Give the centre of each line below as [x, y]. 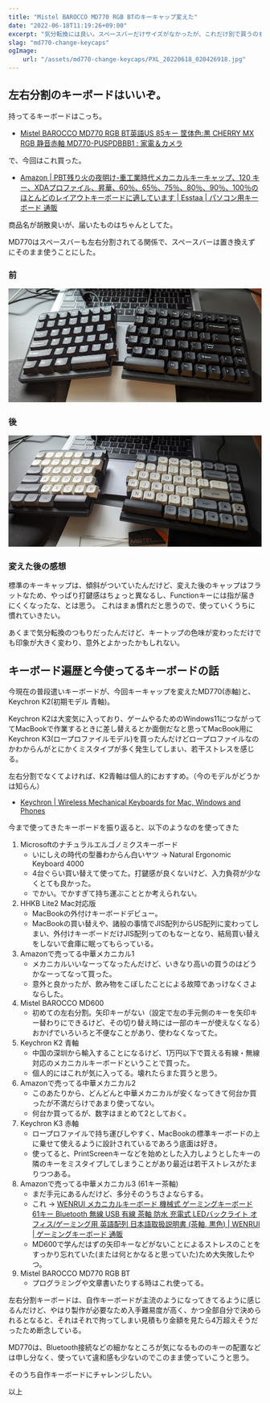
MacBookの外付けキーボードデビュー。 [97, 913]
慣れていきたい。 [37, 615]
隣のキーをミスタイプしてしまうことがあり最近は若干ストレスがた [141, 1163]
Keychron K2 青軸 [49, 1042]
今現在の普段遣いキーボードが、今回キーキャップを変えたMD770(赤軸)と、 [132, 691]
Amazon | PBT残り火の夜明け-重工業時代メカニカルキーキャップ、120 [135, 177]
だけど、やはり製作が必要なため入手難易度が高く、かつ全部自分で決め [138, 1310]
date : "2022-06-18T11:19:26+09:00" [68, 25]
